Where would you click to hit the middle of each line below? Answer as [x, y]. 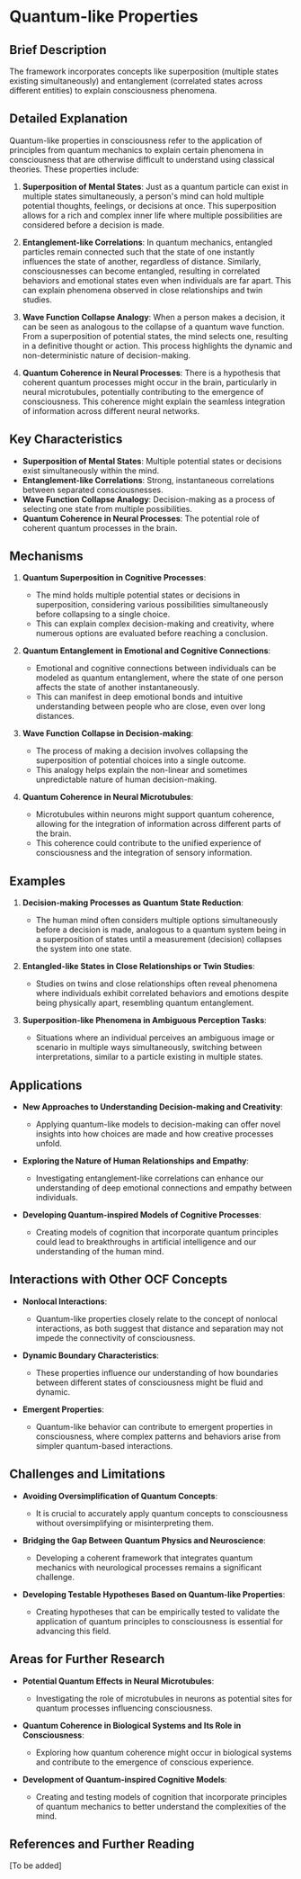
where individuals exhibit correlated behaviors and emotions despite [162, 993]
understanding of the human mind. [100, 1252]
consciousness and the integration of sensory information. [144, 853]
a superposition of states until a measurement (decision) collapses [159, 939]
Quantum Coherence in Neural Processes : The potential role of [141, 518]
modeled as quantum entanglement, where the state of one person [159, 678]
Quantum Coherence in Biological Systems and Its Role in [132, 1725]
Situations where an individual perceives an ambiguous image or [155, 1038]
